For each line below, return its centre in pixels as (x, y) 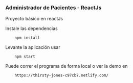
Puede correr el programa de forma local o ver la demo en (66, 66)
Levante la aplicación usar (33, 47)
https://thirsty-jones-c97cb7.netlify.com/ (62, 75)
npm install (27, 38)
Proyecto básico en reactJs (34, 19)
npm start (25, 57)
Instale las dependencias (31, 29)
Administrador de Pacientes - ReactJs (53, 8)
